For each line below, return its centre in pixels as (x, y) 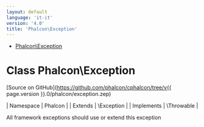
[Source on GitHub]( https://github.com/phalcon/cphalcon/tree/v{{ (89, 88)
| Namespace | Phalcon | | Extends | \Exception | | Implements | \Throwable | (102, 106)
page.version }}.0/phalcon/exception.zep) (59, 94)
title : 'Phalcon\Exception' (42, 29)
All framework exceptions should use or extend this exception (84, 118)
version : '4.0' (26, 23)
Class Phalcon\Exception (71, 71)
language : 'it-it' (30, 18)
